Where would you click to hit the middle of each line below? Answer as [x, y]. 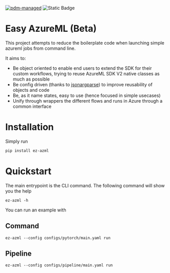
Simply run [17, 141]
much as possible [31, 79]
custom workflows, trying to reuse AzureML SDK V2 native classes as [86, 73]
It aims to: [16, 58]
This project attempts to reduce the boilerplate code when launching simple [85, 43]
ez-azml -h [17, 200]
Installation [30, 127]
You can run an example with [36, 210]
